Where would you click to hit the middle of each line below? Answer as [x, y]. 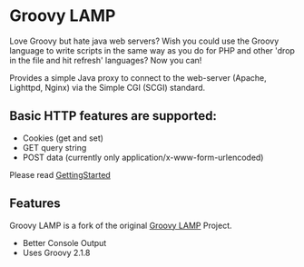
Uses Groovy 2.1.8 [56, 252]
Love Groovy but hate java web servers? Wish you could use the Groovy [144, 41]
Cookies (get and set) [63, 138]
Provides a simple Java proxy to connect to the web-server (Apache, [138, 77]
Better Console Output [64, 242]
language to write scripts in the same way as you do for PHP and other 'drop [152, 50]
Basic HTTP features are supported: [113, 116]
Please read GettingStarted [60, 174]
